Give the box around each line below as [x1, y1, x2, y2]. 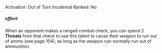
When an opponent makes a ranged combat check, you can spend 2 [5, 27, 144, 33]
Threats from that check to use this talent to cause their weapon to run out [5, 33, 157, 39]
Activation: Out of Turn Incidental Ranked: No [5, 4, 97, 10]
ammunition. [5, 43, 31, 49]
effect [5, 15, 18, 21]
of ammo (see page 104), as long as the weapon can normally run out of [5, 38, 152, 44]
